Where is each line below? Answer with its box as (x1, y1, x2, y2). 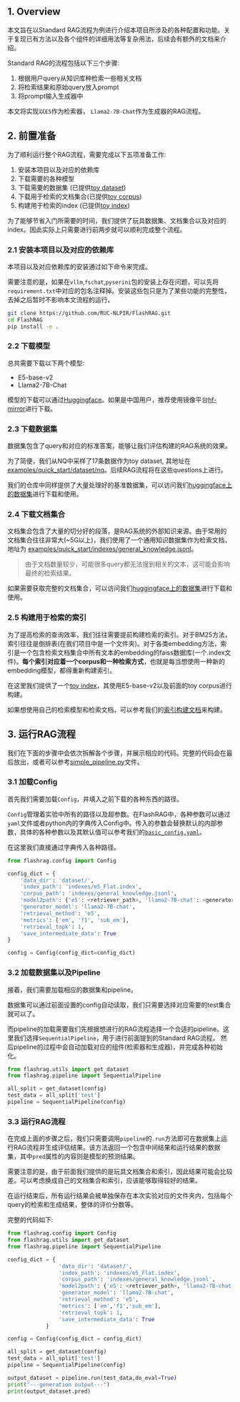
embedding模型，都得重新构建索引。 (7, 666, 116, 675)
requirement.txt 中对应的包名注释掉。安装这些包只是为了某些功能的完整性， (7, 286, 231, 295)
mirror (7, 404, 26, 413)
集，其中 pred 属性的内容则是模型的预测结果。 (7, 1152, 139, 1160)
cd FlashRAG (7, 316, 43, 324)
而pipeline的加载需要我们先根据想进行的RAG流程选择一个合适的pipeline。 (7, 1025, 224, 1033)
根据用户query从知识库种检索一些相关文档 (17, 74, 142, 82)
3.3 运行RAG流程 (7, 1116, 66, 1126)
